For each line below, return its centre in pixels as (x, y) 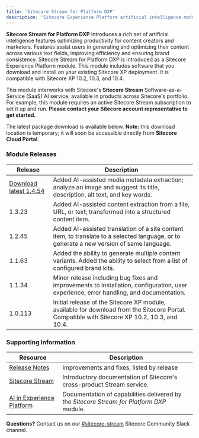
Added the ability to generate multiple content (117, 253)
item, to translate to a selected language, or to (117, 236)
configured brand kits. (84, 268)
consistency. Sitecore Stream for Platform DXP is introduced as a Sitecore (96, 59)
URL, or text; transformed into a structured (112, 211)
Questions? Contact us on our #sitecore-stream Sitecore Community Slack (98, 424)
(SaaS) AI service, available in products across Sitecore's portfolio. (107, 96)
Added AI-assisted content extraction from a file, (121, 204)
